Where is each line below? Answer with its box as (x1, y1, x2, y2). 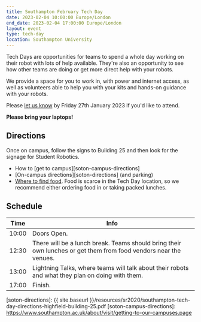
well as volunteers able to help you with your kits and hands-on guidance (6, 84, 187, 91)
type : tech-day (6, 31, 44, 37)
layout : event (6, 25, 42, 32)
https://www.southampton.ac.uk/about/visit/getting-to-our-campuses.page (6, 309, 193, 316)
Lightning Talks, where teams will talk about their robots (32, 263, 189, 272)
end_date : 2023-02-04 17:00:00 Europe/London (6, 20, 121, 26)
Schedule (6, 201, 43, 212)
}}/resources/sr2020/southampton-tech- (89, 296, 191, 303)
